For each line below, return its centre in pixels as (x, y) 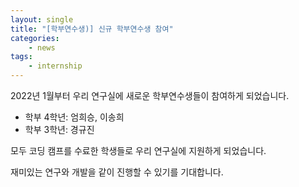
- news (42, 47)
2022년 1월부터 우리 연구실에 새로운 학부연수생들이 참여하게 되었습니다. (150, 95)
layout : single (42, 19)
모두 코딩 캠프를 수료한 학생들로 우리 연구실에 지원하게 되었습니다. (138, 150)
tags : (21, 57)
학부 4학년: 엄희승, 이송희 (74, 117)
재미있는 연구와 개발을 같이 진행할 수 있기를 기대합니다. (117, 172)
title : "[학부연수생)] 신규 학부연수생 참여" (92, 29)
